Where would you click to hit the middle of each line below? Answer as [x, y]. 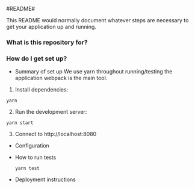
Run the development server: [51, 112]
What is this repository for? [47, 42]
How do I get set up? [37, 58]
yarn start [20, 123]
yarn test [27, 169]
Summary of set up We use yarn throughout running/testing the [94, 72]
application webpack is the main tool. [61, 78]
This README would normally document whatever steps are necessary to [97, 20]
